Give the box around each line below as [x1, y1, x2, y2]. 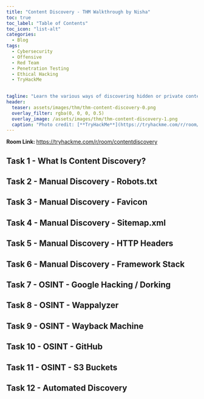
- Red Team [12, 60, 39, 66]
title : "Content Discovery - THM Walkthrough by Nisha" [6, 9, 151, 15]
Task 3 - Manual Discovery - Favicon [6, 197, 148, 207]
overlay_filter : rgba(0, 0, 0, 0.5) [12, 110, 104, 116]
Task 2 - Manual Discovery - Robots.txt [6, 177, 158, 187]
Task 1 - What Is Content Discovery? [6, 155, 146, 166]
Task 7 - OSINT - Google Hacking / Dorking [6, 279, 171, 290]
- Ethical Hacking [12, 71, 59, 77]
